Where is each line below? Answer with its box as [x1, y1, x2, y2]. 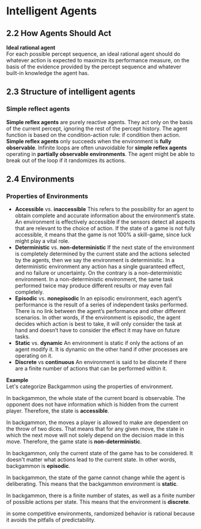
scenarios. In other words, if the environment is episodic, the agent [14, 314, 181, 321]
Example [6, 377, 29, 384]
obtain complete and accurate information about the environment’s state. [14, 212, 196, 220]
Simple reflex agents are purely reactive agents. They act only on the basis [6, 118, 193, 125]
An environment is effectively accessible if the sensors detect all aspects [14, 218, 196, 226]
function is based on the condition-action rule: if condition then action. [6, 131, 181, 139]
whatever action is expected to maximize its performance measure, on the [6, 57, 190, 64]
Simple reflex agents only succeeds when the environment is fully [6, 137, 172, 145]
